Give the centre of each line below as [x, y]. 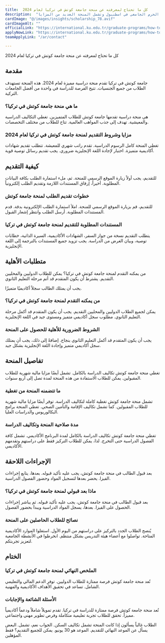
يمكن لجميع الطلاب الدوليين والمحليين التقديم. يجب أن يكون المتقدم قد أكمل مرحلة [81, 311]
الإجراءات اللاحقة [28, 461]
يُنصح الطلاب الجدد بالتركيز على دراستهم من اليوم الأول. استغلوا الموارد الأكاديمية [78, 530]
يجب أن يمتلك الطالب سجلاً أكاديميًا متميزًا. [43, 288]
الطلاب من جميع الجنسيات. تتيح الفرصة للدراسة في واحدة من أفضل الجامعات [75, 88]
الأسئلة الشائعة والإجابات [31, 599]
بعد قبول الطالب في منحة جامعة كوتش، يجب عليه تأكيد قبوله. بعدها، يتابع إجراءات [79, 473]
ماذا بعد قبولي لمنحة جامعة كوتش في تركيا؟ [51, 491]
